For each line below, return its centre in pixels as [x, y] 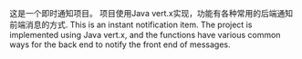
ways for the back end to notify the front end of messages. [120, 44]
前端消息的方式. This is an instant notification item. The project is [131, 25]
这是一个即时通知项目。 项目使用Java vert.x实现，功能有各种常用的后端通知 [151, 13]
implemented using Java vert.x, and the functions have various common [145, 35]
